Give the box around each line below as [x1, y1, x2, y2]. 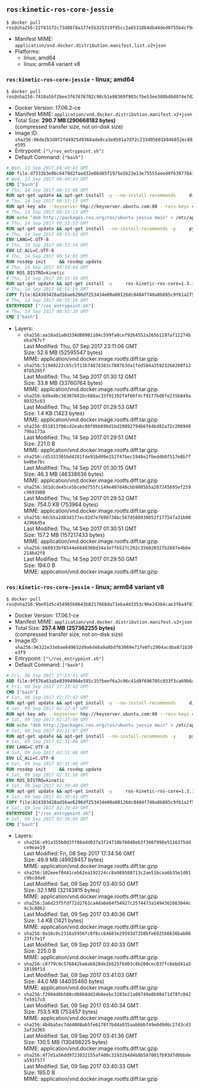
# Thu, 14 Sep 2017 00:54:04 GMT [6, 264, 89, 270]
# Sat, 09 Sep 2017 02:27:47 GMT [6, 706, 89, 712]
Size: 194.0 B [23, 561, 56, 569]
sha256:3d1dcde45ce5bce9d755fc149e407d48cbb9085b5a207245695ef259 [23, 484, 191, 490]
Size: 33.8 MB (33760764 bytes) [23, 379, 103, 386]
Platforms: [14, 47, 40, 55]
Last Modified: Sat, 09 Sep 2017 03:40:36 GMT [23, 911, 139, 918]
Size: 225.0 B [23, 947, 56, 955]
